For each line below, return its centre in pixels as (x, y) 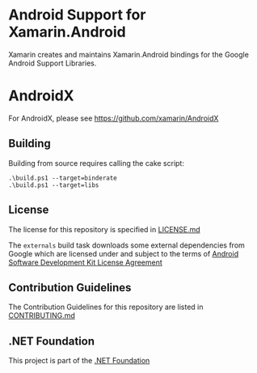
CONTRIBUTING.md (42, 316)
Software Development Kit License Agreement (86, 262)
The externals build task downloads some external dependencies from (126, 245)
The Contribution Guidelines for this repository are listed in (106, 307)
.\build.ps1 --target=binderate (63, 178)
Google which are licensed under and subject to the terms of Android (124, 253)
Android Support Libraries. (53, 63)
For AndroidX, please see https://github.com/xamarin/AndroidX (114, 118)
